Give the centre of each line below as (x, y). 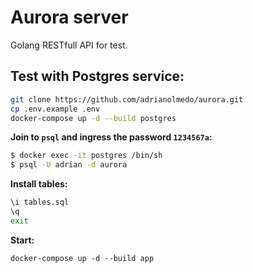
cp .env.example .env (55, 109)
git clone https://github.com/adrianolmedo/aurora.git (127, 99)
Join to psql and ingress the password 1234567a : (111, 137)
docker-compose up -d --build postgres (93, 118)
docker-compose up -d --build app (82, 258)
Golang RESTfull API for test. (69, 45)
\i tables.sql (40, 202)
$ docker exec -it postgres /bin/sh (86, 156)
